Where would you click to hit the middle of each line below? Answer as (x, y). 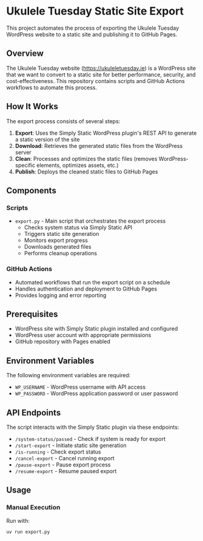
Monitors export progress (56, 240)
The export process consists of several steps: (63, 121)
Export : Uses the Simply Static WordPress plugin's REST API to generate (106, 133)
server (23, 152)
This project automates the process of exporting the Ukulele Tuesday (93, 28)
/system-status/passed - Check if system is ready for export (90, 439)
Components (31, 190)
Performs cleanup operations (61, 254)
